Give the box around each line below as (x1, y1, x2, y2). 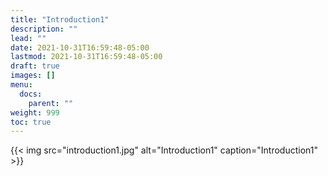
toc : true (10, 117, 52, 127)
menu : (10, 80, 33, 90)
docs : (19, 89, 43, 99)
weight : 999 (10, 107, 60, 118)
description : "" (10, 24, 78, 34)
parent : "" (28, 98, 74, 108)
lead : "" (10, 33, 47, 43)
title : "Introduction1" (10, 14, 110, 25)
